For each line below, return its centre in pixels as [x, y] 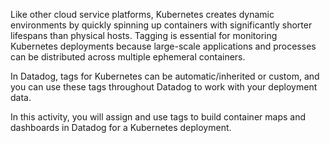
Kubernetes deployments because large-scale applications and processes [163, 46]
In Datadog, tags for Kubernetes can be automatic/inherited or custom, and [165, 76]
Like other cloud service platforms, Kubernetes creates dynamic [142, 14]
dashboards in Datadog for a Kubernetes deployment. [121, 127]
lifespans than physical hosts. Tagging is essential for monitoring [144, 35]
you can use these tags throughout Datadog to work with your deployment [164, 87]
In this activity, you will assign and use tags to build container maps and [158, 117]
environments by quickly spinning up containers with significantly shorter [161, 25]
